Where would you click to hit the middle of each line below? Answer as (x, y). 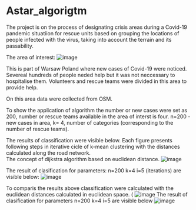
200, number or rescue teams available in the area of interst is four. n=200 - (98, 116)
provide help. (22, 87)
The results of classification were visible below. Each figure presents (89, 140)
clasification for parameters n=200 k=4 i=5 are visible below (79, 201)
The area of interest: (31, 57)
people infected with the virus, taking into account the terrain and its (89, 39)
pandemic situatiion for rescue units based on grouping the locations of (93, 33)
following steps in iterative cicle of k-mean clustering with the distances (93, 146)
